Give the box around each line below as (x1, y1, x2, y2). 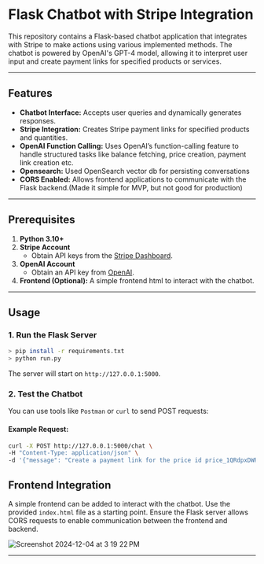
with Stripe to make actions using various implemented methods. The (8, 39, 233, 49)
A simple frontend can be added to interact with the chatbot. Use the (8, 499, 230, 508)
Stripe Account (19, 242, 71, 252)
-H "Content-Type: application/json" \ (8, 449, 139, 457)
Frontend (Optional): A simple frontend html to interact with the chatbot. (19, 275, 255, 285)
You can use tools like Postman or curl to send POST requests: (8, 407, 209, 416)
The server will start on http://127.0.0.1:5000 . (8, 369, 161, 378)
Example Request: (8, 424, 69, 433)
